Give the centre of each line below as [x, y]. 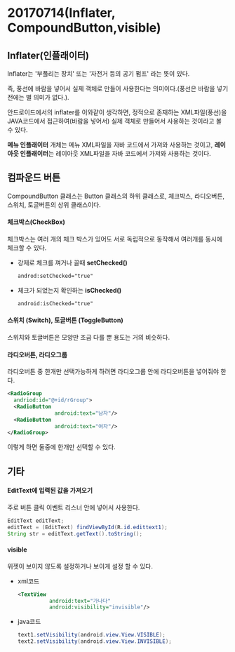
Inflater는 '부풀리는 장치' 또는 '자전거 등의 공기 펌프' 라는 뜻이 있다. [99, 74]
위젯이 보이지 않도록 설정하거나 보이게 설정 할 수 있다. [80, 566]
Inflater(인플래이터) [48, 55]
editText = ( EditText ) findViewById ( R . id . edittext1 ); [88, 527]
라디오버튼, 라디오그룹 [38, 354]
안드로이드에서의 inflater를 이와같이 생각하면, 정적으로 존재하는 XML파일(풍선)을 [117, 112]
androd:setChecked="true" [55, 276]
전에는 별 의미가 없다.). [38, 97]
